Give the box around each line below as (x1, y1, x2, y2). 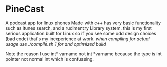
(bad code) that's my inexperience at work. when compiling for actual (5, 36, 150, 42)
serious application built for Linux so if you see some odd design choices (5, 30, 157, 36)
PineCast (5, 3, 44, 15)
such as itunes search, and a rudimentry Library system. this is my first (5, 25, 152, 31)
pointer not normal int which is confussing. (5, 56, 94, 62)
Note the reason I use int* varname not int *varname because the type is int (5, 51, 162, 57)
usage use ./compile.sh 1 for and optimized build (5, 41, 106, 47)
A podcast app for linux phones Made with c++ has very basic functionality (5, 20, 161, 26)
